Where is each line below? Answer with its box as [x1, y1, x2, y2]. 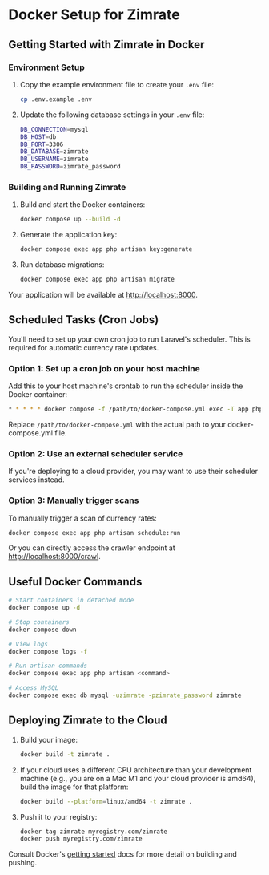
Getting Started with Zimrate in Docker [8, 38, 205, 51]
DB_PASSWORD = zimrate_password [19, 163, 122, 171]
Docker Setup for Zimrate [8, 6, 180, 24]
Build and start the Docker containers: [19, 200, 146, 209]
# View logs [8, 640, 48, 648]
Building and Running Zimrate [8, 181, 126, 192]
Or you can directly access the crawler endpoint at [8, 543, 175, 553]
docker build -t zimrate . [19, 750, 110, 759]
